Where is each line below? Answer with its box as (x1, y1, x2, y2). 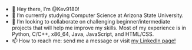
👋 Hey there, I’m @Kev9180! (11, 6, 80, 12)
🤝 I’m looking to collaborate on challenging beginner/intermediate (11, 18, 171, 25)
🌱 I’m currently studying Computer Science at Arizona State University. (11, 12, 184, 19)
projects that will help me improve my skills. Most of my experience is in (11, 24, 187, 31)
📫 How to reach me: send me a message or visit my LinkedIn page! (11, 37, 176, 44)
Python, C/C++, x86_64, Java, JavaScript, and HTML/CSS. (11, 31, 154, 38)
